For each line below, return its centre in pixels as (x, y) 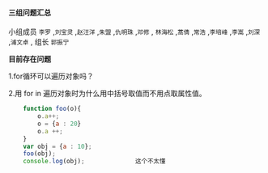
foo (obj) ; (40, 154)
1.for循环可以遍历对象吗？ (51, 76)
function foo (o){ (52, 109)
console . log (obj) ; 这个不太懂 (94, 162)
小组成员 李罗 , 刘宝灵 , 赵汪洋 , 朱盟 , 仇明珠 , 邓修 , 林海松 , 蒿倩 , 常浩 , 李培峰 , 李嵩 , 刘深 (134, 32)
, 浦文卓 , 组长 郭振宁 (39, 42)
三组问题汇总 (30, 12)
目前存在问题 (30, 59)
